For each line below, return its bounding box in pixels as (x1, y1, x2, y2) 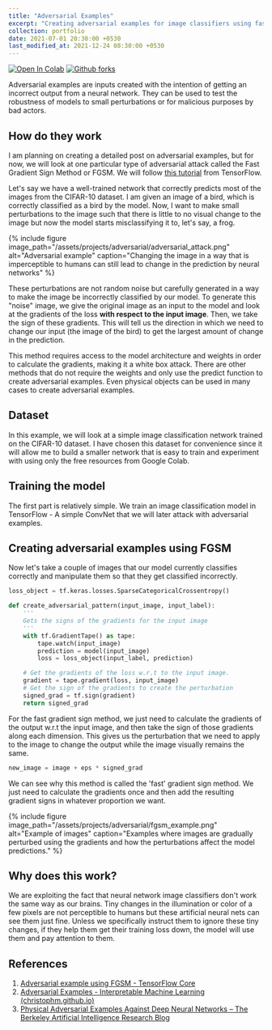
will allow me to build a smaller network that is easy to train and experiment (8, 447, 259, 457)
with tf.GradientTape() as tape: (23, 632, 136, 640)
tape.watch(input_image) (37, 639, 121, 647)
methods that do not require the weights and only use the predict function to (8, 367, 263, 377)
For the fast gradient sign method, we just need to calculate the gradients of (8, 714, 262, 723)
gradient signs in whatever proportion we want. (8, 795, 166, 805)
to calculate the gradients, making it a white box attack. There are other (8, 359, 247, 369)
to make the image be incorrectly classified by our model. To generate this (8, 292, 257, 302)
